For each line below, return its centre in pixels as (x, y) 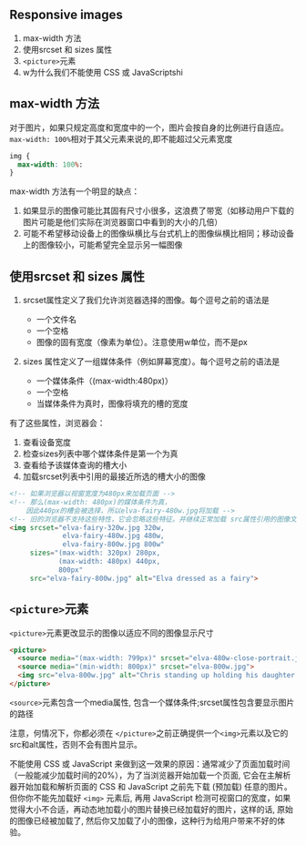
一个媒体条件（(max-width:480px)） (104, 381)
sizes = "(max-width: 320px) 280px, (95, 553)
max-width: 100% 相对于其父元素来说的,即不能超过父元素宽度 (121, 138)
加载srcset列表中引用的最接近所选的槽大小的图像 (114, 476)
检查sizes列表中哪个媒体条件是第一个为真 (100, 454)
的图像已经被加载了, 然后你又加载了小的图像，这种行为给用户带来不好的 (143, 821)
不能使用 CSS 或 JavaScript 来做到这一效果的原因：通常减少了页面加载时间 (150, 763)
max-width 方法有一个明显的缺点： (75, 191)
